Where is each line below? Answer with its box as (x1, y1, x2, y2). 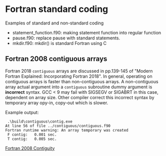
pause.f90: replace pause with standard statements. (12, 35, 120, 41)
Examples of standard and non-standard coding (5, 20, 104, 26)
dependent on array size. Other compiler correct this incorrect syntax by (5, 94, 154, 100)
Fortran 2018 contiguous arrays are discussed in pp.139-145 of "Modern (5, 68, 153, 74)
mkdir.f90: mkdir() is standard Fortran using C (12, 40, 106, 46)
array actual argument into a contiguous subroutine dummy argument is (5, 84, 152, 90)
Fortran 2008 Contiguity (5, 145, 55, 151)
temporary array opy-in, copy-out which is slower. (5, 100, 108, 106)
